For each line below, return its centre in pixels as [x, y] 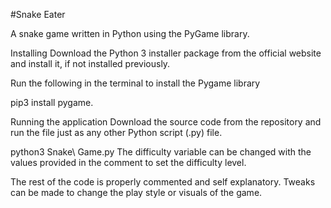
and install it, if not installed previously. [90, 63]
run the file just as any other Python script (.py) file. [116, 132]
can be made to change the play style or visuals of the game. [136, 192]
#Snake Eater [38, 14]
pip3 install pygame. [52, 102]
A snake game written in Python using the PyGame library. [130, 33]
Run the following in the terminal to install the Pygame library [135, 83]
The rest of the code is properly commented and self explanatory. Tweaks [163, 182]
